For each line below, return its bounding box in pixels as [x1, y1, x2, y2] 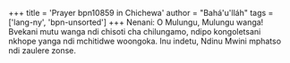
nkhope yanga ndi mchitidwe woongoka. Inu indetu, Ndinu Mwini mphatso [8, 35, 282, 46]
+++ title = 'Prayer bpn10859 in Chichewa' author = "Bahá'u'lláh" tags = [8, 8, 274, 18]
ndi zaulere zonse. [8, 45, 77, 56]
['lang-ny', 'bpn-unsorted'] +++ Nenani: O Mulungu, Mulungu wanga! [8, 17, 264, 28]
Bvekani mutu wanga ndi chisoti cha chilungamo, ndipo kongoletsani [8, 27, 261, 36]
